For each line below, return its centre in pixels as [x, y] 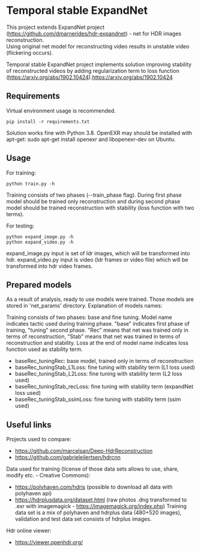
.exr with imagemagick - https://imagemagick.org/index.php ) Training [101, 506]
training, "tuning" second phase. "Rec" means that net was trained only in [97, 330]
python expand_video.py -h [40, 242]
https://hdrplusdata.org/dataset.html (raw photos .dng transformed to [101, 500]
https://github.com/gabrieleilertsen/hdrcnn [68, 457]
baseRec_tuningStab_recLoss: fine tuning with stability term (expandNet [104, 386]
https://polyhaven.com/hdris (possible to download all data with [94, 487]
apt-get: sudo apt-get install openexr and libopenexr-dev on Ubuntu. [91, 139]
